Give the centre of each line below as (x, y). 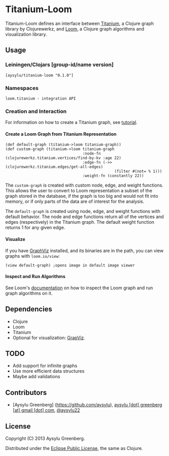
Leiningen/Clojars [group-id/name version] (60, 65)
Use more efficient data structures (48, 371)
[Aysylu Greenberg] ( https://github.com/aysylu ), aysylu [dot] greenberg (87, 405)
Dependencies (29, 309)
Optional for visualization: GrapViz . (49, 338)
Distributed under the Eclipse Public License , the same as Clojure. (74, 448)
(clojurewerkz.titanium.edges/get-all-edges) (54, 167)
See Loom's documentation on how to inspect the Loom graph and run (79, 288)
